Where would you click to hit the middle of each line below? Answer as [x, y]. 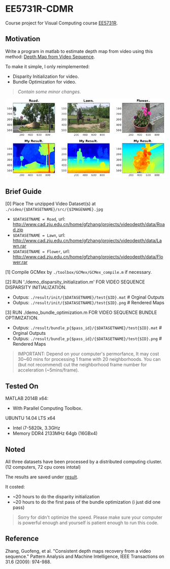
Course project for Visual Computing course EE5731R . [62, 23]
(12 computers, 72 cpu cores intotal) [43, 467]
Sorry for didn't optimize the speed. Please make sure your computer [90, 518]
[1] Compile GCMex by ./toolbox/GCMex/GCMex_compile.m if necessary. [79, 272]
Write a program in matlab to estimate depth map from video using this [79, 51]
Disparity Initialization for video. [46, 76]
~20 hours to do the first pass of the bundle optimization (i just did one [87, 502]
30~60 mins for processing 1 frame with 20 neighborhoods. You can [89, 359]
